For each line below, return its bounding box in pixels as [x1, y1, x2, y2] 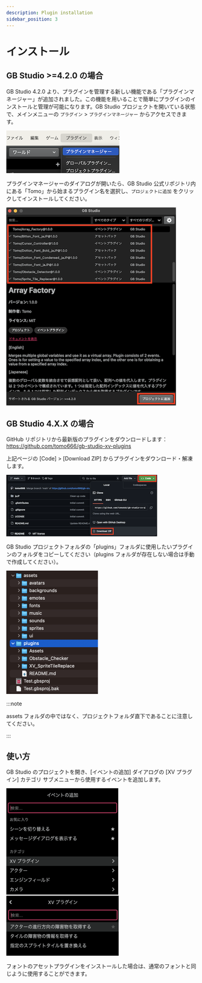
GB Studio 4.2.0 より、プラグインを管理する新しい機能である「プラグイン [6, 87, 189, 95]
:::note [6, 700, 22, 707]
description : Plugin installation [6, 10, 93, 16]
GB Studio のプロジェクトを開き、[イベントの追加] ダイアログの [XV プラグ [6, 768, 193, 775]
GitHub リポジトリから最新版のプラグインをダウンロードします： [6, 436, 168, 443]
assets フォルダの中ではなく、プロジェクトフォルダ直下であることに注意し [6, 713, 193, 720]
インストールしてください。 [22, 195, 90, 202]
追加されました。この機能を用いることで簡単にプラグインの [43, 95, 191, 103]
